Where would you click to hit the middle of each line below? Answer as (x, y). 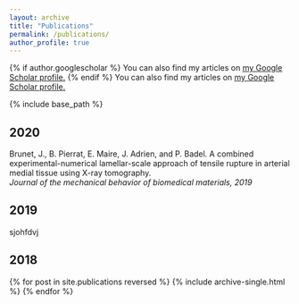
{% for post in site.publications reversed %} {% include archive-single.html (147, 282)
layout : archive (39, 17)
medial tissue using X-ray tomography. (80, 173)
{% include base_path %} (56, 105)
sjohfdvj (24, 232)
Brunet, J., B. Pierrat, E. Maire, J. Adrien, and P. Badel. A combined (132, 154)
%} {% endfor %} (42, 291)
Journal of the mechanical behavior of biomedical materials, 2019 (131, 182)
